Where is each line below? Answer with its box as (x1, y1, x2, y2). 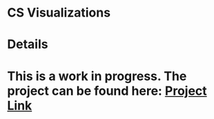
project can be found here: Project (7, 83, 207, 98)
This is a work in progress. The (7, 68, 187, 84)
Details (7, 37, 48, 53)
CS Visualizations (7, 5, 111, 21)
